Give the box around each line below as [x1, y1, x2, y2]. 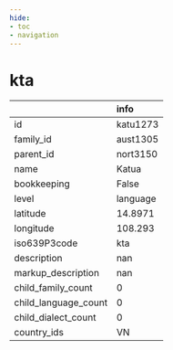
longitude [14, 222, 55, 235]
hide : [9, 13, 30, 23]
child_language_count [14, 296, 107, 309]
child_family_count [14, 281, 93, 294]
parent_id [14, 148, 55, 161]
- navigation [9, 30, 59, 39]
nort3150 [116, 148, 158, 161]
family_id [14, 133, 52, 146]
